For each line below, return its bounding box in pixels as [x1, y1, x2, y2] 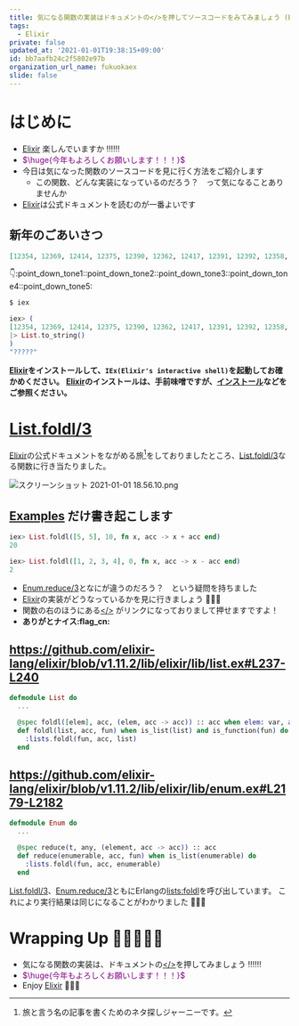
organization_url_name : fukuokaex [9, 63, 138, 72]
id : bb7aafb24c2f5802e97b [9, 54, 105, 63]
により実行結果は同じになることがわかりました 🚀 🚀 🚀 [16, 896, 206, 907]
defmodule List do [9, 694, 77, 703]
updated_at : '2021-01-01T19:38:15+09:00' [9, 46, 166, 55]
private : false [9, 37, 66, 47]
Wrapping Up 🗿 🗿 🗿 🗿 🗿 [9, 928, 164, 949]
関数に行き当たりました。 [16, 460, 111, 472]
